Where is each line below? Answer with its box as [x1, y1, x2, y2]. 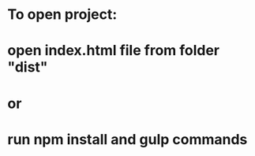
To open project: [7, 6, 118, 24]
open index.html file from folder [7, 42, 220, 60]
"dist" [7, 58, 48, 76]
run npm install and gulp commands [7, 130, 248, 148]
